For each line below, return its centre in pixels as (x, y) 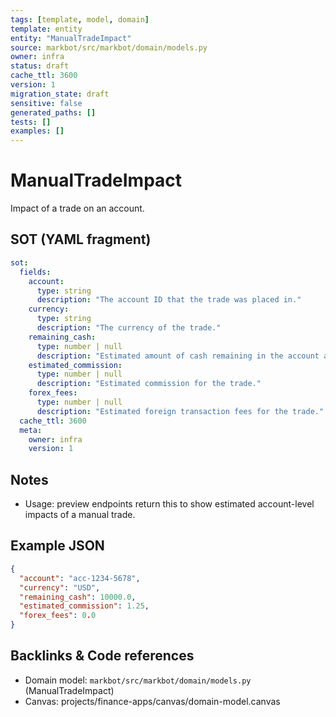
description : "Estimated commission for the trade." (149, 384)
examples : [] (37, 131)
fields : (35, 272)
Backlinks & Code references (102, 656)
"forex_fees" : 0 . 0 (58, 616)
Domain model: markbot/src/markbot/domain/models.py (138, 680)
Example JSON (57, 546)
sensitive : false (46, 103)
